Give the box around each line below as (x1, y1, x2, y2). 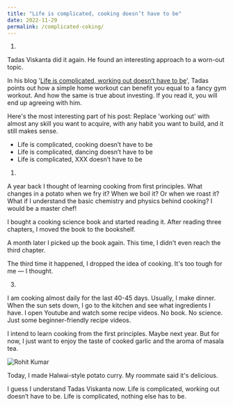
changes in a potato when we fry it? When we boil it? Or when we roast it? (7, 189, 220, 198)
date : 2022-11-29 (7, 17, 58, 24)
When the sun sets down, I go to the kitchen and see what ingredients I (7, 301, 211, 310)
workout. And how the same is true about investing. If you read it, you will (7, 91, 218, 99)
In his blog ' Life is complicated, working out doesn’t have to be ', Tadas (7, 77, 209, 85)
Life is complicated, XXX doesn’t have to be (17, 155, 143, 163)
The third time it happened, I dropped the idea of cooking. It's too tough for (7, 260, 223, 268)
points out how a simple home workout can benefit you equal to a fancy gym (7, 84, 227, 93)
